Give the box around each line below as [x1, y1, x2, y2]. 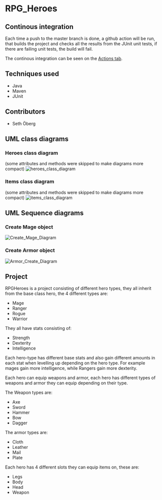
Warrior [12, 316, 28, 322]
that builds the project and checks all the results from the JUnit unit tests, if [5, 41, 157, 47]
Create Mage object [5, 223, 54, 230]
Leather [12, 444, 28, 450]
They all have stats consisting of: [5, 325, 72, 331]
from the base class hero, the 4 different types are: [5, 291, 108, 296]
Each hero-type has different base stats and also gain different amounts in [5, 355, 156, 361]
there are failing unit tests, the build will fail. [5, 46, 93, 52]
